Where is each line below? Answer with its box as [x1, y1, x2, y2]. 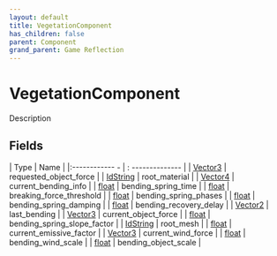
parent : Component [9, 37, 77, 47]
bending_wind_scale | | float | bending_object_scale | [9, 237, 201, 247]
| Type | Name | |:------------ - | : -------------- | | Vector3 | [9, 162, 227, 172]
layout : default [9, 12, 69, 22]
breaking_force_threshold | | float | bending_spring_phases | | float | [9, 190, 256, 200]
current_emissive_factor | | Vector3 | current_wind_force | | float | [9, 227, 246, 238]
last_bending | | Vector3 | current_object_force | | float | [9, 208, 211, 219]
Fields [9, 139, 44, 154]
